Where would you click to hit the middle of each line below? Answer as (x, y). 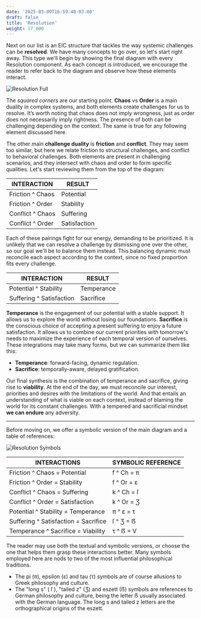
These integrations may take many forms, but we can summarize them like (98, 345)
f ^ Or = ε (125, 483)
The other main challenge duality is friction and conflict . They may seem (97, 144)
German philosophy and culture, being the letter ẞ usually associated (100, 596)
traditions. (19, 565)
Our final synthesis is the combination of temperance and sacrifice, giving (97, 381)
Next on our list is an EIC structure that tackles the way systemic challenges (100, 46)
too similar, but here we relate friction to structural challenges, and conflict (98, 150)
